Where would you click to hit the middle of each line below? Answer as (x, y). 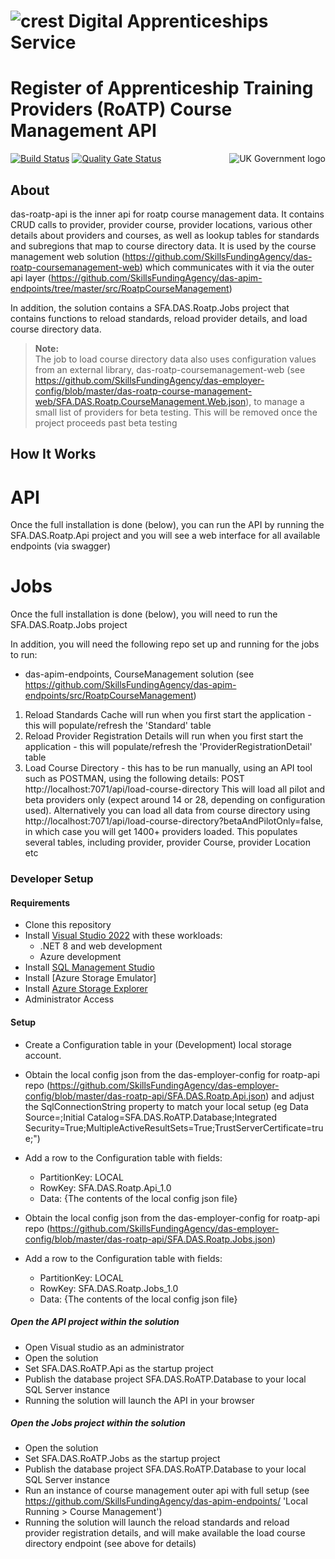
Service (43, 42)
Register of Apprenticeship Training (162, 88)
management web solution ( (68, 256)
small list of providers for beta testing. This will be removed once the (176, 412)
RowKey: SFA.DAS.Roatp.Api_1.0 (105, 1187)
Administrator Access (69, 999)
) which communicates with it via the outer (227, 267)
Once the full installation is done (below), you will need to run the (144, 614)
